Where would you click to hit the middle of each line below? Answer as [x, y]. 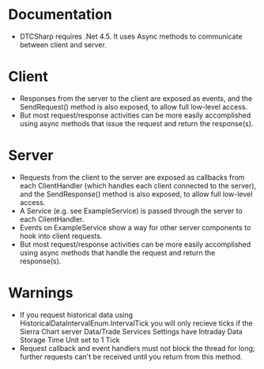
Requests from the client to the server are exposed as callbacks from [132, 177]
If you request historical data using [76, 315]
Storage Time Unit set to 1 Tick [70, 340]
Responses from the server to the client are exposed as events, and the [136, 98]
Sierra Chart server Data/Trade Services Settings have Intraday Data [131, 331]
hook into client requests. [61, 236]
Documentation [60, 15]
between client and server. [63, 44]
